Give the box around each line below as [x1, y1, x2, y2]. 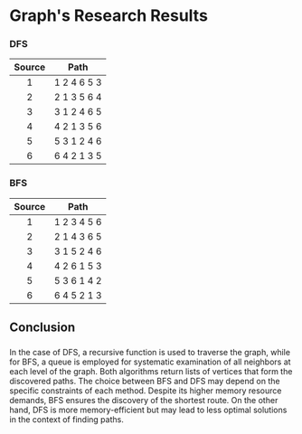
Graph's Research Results [9, 5, 208, 26]
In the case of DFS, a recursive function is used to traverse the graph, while [9, 347, 291, 358]
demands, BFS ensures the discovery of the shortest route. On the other [9, 395, 278, 406]
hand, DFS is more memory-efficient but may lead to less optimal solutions [9, 404, 288, 416]
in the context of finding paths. [9, 414, 124, 425]
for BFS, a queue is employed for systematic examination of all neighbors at [9, 356, 291, 367]
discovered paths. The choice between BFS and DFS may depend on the [9, 376, 280, 387]
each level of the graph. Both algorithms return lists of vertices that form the [9, 366, 293, 377]
